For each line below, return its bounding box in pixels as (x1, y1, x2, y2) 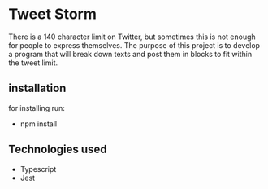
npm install (19, 119, 58, 129)
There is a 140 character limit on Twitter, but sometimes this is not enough (8, 32, 256, 42)
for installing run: (8, 103, 65, 112)
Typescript (19, 164, 57, 174)
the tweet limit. (8, 58, 58, 68)
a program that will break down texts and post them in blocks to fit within (8, 49, 253, 59)
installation (8, 81, 67, 95)
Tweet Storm (8, 5, 97, 24)
